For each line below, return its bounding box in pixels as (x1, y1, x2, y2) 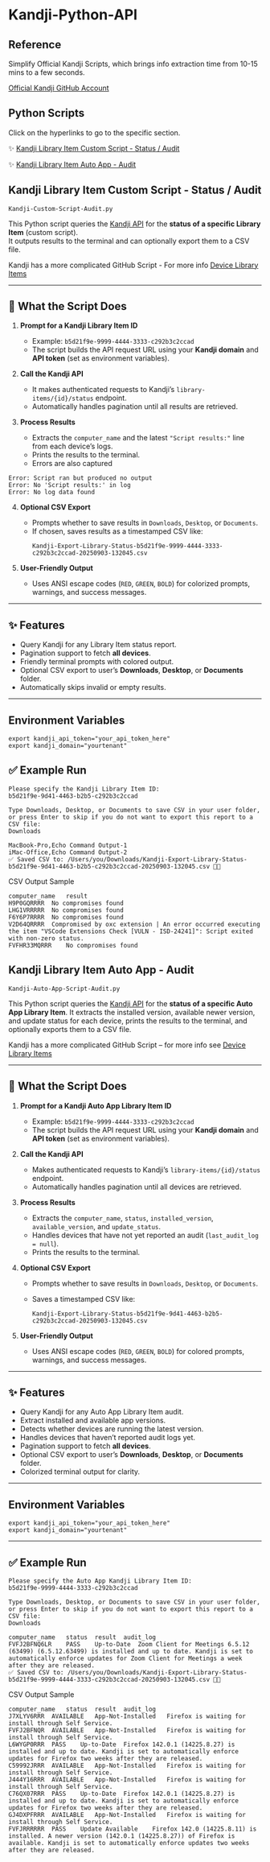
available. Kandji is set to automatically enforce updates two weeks (8, 1839, 250, 1847)
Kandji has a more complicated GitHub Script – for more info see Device (8, 1040, 247, 1050)
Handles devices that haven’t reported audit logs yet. (19, 1433, 195, 1443)
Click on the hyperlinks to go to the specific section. (8, 127, 181, 138)
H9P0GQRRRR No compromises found (8, 899, 125, 907)
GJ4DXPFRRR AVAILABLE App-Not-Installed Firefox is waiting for (8, 1810, 247, 1819)
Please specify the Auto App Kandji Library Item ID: (8, 1576, 193, 1585)
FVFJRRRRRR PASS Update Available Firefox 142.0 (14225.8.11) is (8, 1825, 257, 1833)
